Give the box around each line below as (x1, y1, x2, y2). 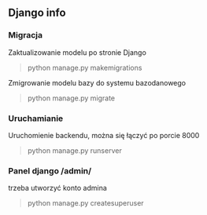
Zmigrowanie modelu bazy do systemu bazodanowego (8, 78, 187, 87)
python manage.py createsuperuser (27, 199, 144, 208)
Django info (8, 6, 66, 20)
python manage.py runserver (27, 145, 122, 155)
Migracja (8, 30, 43, 41)
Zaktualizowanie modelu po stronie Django (8, 47, 147, 57)
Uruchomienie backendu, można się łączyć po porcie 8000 (8, 130, 200, 140)
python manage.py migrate (27, 93, 116, 103)
